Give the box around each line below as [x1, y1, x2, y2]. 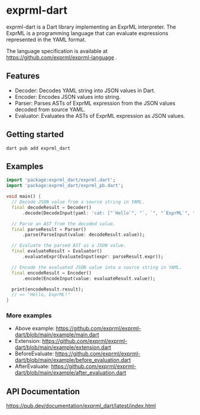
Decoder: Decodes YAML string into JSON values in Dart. [14, 87, 156, 94]
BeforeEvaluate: [14, 350, 54, 357]
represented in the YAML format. [6, 36, 86, 43]
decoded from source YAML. [14, 105, 86, 113]
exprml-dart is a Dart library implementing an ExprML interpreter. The [6, 23, 177, 30]
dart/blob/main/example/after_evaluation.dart [14, 369, 127, 376]
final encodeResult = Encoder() [11, 270, 92, 276]
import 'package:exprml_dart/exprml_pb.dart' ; [6, 183, 124, 189]
